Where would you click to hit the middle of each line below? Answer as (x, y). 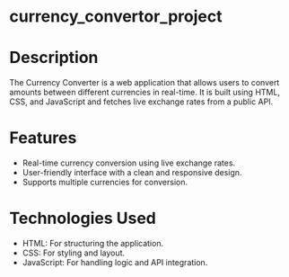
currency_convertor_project (116, 17)
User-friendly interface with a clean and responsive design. (132, 173)
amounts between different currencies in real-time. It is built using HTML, (145, 93)
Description (54, 58)
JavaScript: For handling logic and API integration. (115, 262)
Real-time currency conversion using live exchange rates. (129, 163)
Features (43, 138)
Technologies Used (83, 219)
